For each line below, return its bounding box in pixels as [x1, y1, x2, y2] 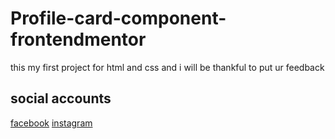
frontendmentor [10, 28, 147, 51]
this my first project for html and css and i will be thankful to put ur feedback [10, 61, 325, 73]
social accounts [10, 90, 112, 107]
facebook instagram [10, 117, 93, 129]
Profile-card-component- [10, 7, 227, 30]
